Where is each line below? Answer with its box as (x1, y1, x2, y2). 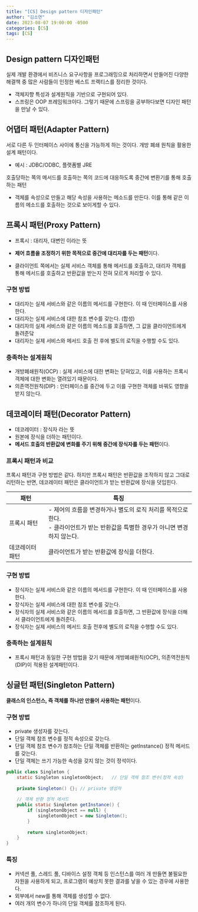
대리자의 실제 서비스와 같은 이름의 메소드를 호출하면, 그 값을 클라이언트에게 (14, 322, 187, 329)
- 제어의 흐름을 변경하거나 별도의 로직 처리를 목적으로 (48, 506, 189, 514)
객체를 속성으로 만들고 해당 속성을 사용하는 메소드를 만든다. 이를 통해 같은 (14, 193, 183, 201)
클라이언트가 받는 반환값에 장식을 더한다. (48, 548, 154, 556)
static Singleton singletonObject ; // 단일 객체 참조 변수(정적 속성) (16, 774, 184, 780)
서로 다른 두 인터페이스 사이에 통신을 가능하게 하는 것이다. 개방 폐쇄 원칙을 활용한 (6, 141, 192, 148)
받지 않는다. (14, 390, 42, 397)
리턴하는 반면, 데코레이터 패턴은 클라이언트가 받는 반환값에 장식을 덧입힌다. (6, 479, 178, 486)
